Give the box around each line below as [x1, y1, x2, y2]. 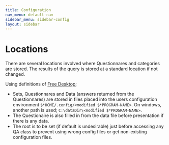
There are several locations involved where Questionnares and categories [5, 61, 160, 67]
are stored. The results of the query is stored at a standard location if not [5, 66, 158, 72]
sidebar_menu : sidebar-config [5, 17, 70, 22]
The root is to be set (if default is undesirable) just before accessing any [12, 123, 164, 130]
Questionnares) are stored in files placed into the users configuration [12, 96, 157, 102]
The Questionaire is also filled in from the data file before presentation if [12, 112, 164, 119]
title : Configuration [5, 7, 51, 13]
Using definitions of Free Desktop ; [5, 81, 77, 87]
